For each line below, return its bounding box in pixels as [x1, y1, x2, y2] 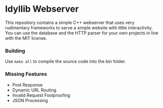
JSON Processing [12, 97, 48, 103]
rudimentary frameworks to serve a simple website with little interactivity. [5, 24, 153, 30]
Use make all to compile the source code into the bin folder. [5, 59, 126, 65]
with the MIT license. [5, 35, 47, 41]
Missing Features [5, 71, 47, 78]
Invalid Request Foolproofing [12, 92, 70, 98]
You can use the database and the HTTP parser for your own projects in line [5, 30, 159, 36]
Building [5, 47, 25, 54]
